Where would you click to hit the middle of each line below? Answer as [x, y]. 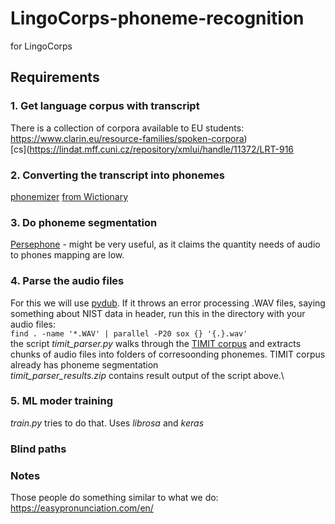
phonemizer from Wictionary [69, 196]
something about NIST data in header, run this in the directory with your [158, 313]
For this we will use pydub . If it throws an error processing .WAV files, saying [168, 303]
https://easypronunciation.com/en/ [82, 508]
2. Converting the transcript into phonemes [117, 175]
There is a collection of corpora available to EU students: [127, 128]
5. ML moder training [62, 401]
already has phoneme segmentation [84, 364]
